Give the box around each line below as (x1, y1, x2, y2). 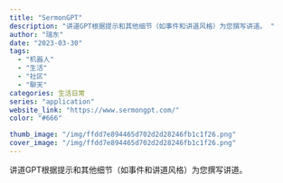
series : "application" (9, 96, 95, 106)
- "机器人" (17, 55, 54, 64)
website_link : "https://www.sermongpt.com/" (9, 105, 180, 114)
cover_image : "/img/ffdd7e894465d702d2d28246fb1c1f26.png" (9, 139, 237, 148)
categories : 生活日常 (9, 88, 86, 97)
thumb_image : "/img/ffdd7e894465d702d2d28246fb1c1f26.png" (9, 130, 237, 140)
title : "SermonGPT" (9, 13, 83, 23)
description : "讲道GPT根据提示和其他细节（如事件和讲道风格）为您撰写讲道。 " (9, 22, 275, 31)
